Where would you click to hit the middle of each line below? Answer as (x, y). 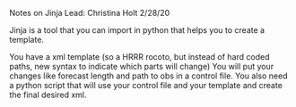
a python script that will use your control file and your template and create (146, 85)
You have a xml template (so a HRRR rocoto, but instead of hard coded (140, 57)
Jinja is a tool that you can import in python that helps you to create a (137, 30)
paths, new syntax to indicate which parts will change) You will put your (142, 66)
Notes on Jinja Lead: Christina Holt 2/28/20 (90, 13)
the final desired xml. (48, 95)
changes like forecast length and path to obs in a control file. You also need (148, 76)
